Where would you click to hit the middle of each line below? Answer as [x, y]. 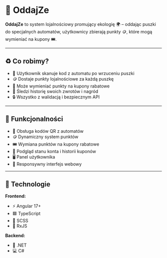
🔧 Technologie [28, 184]
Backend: [15, 236]
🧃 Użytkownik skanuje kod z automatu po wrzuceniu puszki [73, 73]
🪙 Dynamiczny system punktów [45, 137]
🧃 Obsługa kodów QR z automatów [48, 131]
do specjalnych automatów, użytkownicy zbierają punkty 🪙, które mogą [79, 31]
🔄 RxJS [20, 226]
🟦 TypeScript [26, 214]
